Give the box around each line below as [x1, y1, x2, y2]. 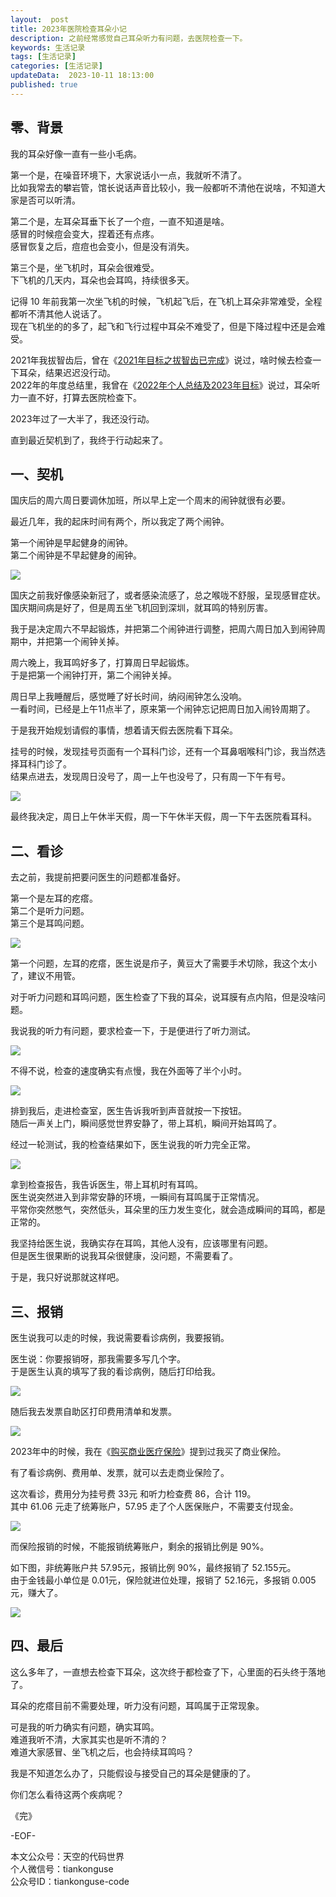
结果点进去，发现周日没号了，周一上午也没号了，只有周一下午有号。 [10, 771, 291, 783]
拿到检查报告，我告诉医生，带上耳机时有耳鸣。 [10, 1179, 203, 1191]
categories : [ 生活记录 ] [10, 61, 103, 71]
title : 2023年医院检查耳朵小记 [10, 24, 127, 34]
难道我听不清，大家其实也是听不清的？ [10, 1733, 168, 1745]
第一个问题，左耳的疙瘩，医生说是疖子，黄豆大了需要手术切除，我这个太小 [10, 957, 317, 970]
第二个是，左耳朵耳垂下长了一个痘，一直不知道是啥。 [10, 215, 230, 227]
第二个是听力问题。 [10, 905, 90, 917]
